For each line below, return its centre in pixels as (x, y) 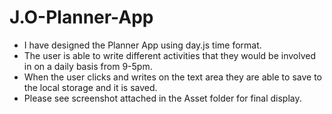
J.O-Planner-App (81, 17)
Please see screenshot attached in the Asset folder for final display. (162, 98)
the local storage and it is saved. (90, 87)
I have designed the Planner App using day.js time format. (142, 45)
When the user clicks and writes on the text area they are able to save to (172, 77)
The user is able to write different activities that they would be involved (170, 55)
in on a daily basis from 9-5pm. (88, 66)
